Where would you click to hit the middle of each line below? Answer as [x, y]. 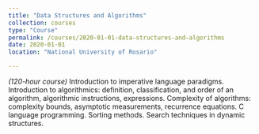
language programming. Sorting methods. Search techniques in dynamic [127, 115]
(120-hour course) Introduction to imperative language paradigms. [116, 81]
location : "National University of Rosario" [83, 52]
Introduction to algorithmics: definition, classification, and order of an [121, 90]
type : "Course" [33, 30]
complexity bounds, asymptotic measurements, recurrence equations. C [126, 106]
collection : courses [42, 23]
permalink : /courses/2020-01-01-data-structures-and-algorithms [116, 37]
